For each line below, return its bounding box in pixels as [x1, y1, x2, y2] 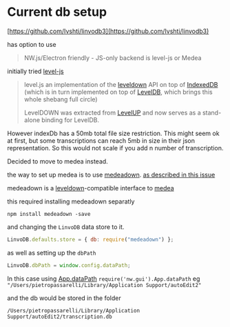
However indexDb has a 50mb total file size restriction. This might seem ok [7, 129, 220, 137]
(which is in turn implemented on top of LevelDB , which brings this [23, 88, 213, 96]
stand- [202, 108, 222, 117]
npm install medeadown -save [7, 210, 91, 217]
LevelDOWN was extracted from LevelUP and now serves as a [23, 108, 201, 117]
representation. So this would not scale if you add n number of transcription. [7, 143, 224, 152]
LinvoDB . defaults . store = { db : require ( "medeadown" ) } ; [7, 236, 174, 243]
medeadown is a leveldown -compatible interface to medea [7, 184, 174, 192]
